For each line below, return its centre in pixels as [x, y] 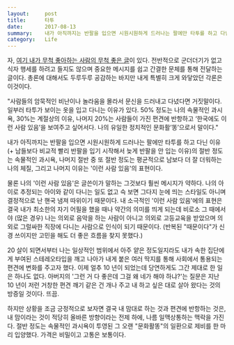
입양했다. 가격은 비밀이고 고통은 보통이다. [70, 335]
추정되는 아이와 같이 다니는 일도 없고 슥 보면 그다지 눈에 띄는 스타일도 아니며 [123, 192]
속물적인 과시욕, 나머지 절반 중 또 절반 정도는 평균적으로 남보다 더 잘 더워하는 [118, 160]
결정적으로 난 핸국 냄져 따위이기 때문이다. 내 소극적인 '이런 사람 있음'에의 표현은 [115, 201]
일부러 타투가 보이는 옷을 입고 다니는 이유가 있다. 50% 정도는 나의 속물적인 [109, 110]
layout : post [32, 14]
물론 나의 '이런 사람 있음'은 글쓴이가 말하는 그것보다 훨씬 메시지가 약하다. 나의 [112, 183]
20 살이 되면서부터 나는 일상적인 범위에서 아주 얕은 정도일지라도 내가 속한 [107, 250]
